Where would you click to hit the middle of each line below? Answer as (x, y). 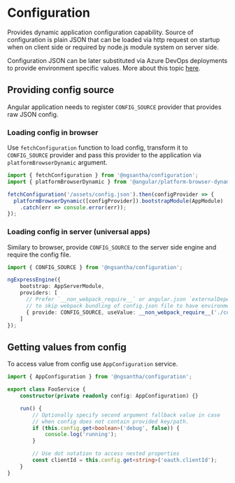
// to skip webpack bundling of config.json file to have (112, 305)
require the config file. (39, 254)
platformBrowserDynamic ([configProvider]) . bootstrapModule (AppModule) (119, 201)
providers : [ (39, 293)
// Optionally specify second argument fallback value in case (126, 415)
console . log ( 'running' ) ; (81, 435)
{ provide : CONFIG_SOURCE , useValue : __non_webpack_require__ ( (120, 312)
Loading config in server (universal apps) (79, 232)
